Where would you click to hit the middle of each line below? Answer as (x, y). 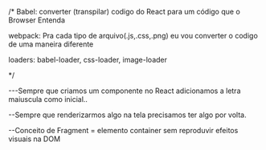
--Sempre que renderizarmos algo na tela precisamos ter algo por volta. (127, 115)
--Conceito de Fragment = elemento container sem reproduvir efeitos (123, 130)
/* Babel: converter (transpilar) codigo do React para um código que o (125, 12)
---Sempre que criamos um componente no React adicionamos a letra (125, 91)
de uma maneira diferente (51, 44)
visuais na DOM (35, 139)
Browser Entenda (37, 20)
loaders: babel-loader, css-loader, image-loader (88, 60)
